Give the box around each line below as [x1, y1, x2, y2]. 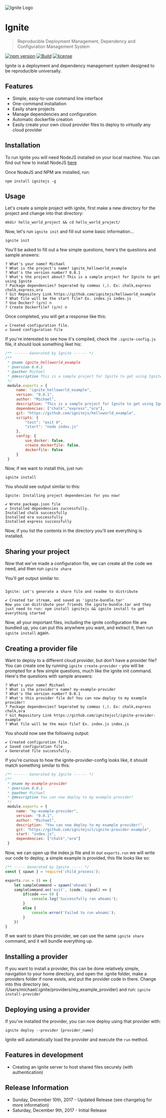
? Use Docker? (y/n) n [5, 300, 52, 306]
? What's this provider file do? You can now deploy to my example [5, 696, 147, 701]
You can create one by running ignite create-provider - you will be [5, 663, 144, 668]
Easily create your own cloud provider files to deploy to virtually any [12, 122, 151, 127]
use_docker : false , [25, 438, 65, 443]
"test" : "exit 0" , [25, 420, 63, 425]
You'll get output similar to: [5, 576, 60, 581]
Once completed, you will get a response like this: [5, 314, 107, 320]
